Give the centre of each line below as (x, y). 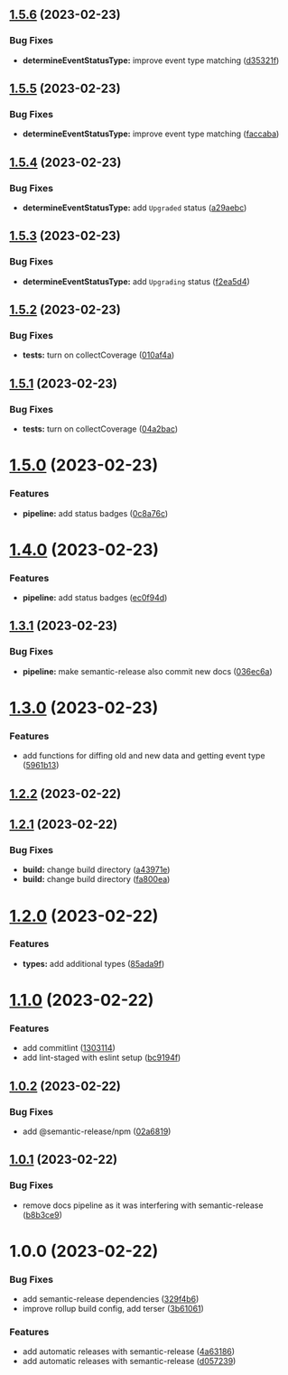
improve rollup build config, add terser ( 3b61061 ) (113, 1309)
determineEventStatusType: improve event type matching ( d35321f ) (151, 60)
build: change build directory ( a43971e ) (96, 869)
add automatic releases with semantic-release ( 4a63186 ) (129, 1352)
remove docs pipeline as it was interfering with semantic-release (143, 1205)
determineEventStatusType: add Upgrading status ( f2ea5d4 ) (136, 281)
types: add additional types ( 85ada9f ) (93, 963)
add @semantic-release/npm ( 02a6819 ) (97, 1131)
